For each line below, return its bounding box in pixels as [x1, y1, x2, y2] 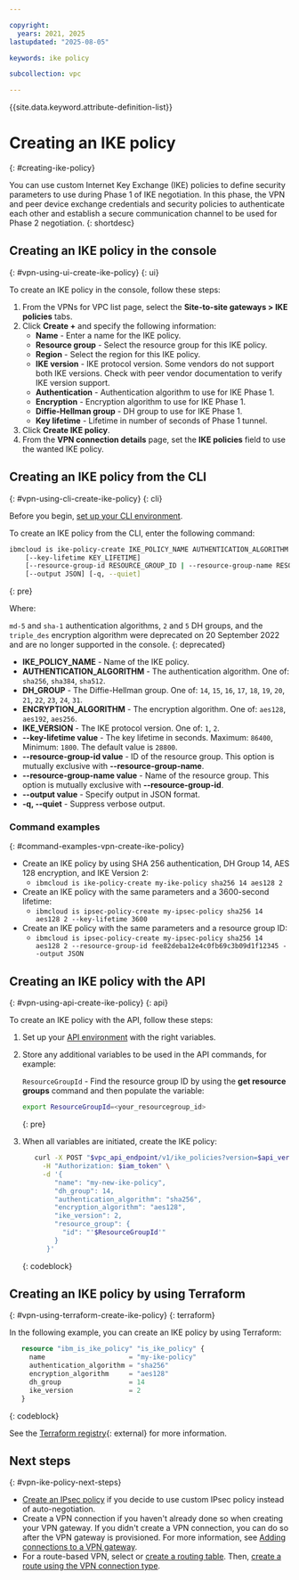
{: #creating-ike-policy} [9, 162, 95, 174]
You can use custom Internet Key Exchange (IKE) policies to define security [9, 180, 287, 191]
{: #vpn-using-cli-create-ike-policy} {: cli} [9, 493, 163, 503]
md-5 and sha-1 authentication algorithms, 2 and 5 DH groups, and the [9, 620, 263, 631]
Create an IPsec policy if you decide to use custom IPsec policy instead [21, 1494, 285, 1505]
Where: [9, 603, 36, 614]
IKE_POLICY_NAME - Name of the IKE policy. [21, 657, 190, 667]
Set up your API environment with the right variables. [21, 1032, 216, 1043]
